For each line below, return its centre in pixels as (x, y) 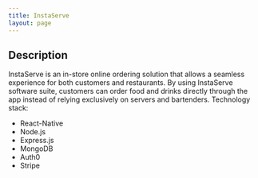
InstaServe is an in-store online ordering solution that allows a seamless (127, 74)
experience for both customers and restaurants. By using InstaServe (121, 83)
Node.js (33, 132)
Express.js (37, 141)
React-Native (42, 123)
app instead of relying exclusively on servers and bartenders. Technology (129, 99)
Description (38, 55)
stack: (18, 108)
